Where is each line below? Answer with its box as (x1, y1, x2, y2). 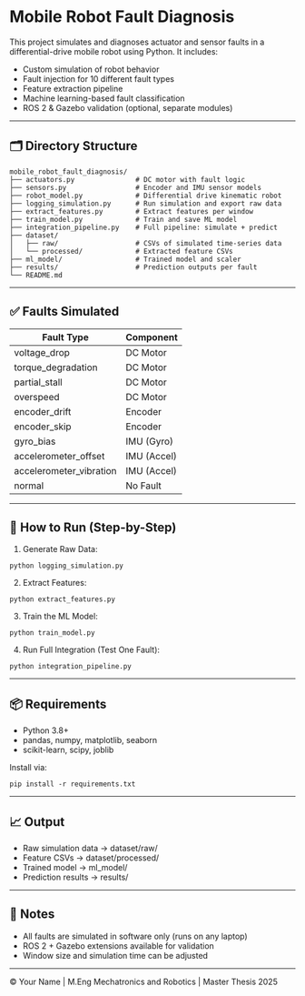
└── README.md (9, 270, 64, 279)
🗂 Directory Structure (9, 138, 138, 154)
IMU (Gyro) (125, 435, 174, 448)
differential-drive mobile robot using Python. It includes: (9, 45, 219, 56)
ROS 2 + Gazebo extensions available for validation (22, 940, 215, 951)
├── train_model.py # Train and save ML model (9, 215, 238, 224)
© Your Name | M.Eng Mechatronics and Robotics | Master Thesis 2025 (9, 976, 279, 987)
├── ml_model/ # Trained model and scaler (9, 255, 242, 264)
